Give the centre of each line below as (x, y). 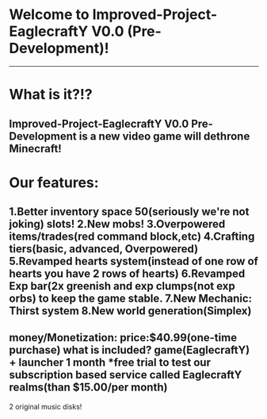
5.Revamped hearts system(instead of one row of (133, 261)
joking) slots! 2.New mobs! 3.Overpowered (117, 224)
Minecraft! (35, 148)
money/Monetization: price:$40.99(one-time (123, 338)
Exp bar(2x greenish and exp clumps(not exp (122, 286)
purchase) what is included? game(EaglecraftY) (130, 350)
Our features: (54, 182)
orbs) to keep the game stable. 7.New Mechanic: (131, 299)
